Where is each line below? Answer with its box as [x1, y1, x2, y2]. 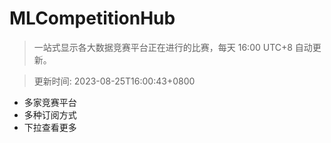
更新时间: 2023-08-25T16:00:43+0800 [33, 75, 196, 87]
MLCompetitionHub [9, 7, 176, 30]
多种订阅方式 [23, 108, 77, 121]
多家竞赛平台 [23, 96, 77, 108]
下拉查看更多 [23, 121, 77, 133]
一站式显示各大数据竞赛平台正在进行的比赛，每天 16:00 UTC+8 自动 [33, 41, 313, 53]
